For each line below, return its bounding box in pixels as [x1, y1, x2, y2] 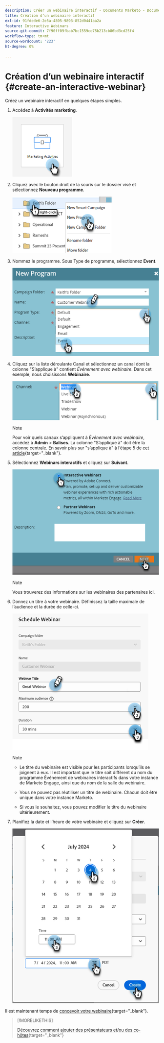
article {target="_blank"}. [12, 450, 62, 456]
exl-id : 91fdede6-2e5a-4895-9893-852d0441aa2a [5, 18, 102, 23]
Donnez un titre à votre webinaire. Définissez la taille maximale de [12, 599, 145, 605]
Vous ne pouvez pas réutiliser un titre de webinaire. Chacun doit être [19, 789, 158, 796]
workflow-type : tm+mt [5, 34, 49, 39]
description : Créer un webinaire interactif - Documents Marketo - [5, 8, 145, 13]
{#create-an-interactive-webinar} [5, 81, 146, 93]
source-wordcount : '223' [5, 39, 56, 44]
